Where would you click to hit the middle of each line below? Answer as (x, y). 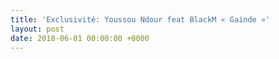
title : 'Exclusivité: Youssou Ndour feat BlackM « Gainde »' (140, 19)
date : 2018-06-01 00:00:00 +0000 (80, 38)
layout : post (37, 29)
